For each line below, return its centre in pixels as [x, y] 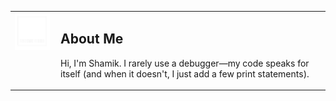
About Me [92, 39]
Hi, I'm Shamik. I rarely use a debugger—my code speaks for [185, 63]
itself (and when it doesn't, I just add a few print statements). [185, 73]
